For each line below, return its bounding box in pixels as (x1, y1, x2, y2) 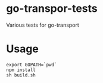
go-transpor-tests (6, 2, 98, 15)
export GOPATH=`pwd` (6, 62, 58, 68)
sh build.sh (6, 72, 36, 78)
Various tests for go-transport (6, 21, 79, 28)
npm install (6, 67, 36, 73)
